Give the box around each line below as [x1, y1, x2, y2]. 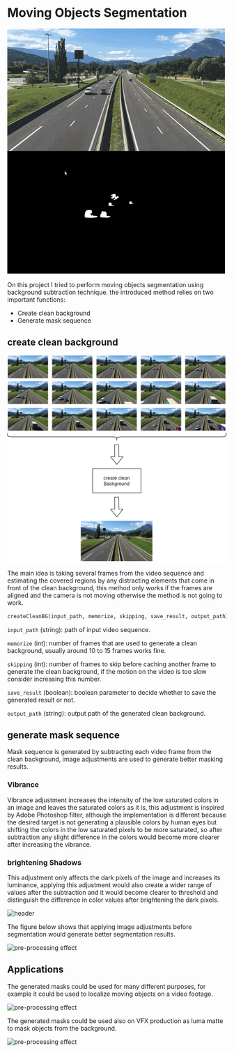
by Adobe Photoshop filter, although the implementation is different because [7, 810, 226, 819]
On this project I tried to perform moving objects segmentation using [7, 280, 204, 289]
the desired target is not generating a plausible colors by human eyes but [7, 817, 217, 827]
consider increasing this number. [7, 675, 102, 683]
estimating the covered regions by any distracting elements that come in [7, 576, 214, 585]
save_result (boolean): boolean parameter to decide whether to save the [7, 688, 217, 696]
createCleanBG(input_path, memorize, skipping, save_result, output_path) [7, 613, 229, 620]
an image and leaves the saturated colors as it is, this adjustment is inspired [7, 803, 224, 811]
